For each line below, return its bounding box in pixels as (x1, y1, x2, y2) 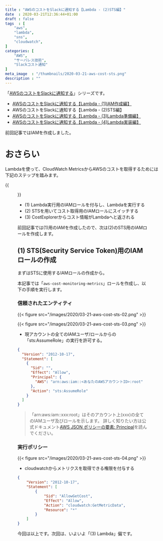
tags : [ (5, 21, 26, 26)
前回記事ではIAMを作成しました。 (5, 129, 74, 136)
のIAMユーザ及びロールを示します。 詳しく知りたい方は (29, 418, 142, 424)
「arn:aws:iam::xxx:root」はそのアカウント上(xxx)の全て (29, 412, 144, 418)
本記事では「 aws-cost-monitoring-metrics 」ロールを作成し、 (17, 280, 142, 286)
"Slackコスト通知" (14, 62, 48, 67)
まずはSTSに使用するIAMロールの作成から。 (17, 270, 107, 276)
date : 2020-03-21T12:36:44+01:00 (5, 12, 78, 17)
